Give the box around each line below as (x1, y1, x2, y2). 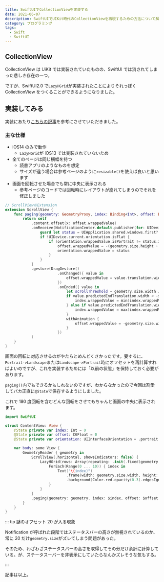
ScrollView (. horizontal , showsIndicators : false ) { (31, 455, 139, 460)
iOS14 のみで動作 (12, 144, 47, 150)
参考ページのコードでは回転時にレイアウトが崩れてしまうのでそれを (19, 186, 156, 192)
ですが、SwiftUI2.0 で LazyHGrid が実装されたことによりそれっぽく (5, 83, 137, 89)
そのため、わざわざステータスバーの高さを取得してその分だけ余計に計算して (5, 546, 159, 552)
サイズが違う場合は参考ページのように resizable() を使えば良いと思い (19, 168, 159, 174)
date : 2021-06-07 (5, 12, 41, 17)
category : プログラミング (5, 21, 53, 26)
